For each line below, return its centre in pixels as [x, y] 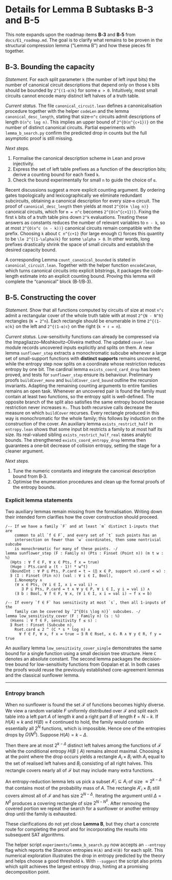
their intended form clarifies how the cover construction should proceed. [82, 517]
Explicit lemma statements [39, 500]
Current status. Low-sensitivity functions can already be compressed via [82, 336]
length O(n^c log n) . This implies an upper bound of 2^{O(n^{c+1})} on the [84, 122]
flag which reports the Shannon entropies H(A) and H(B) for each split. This [84, 850]
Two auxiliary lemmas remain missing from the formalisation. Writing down [84, 511]
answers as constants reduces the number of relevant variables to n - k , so [85, 222]
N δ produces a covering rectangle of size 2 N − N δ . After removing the [78, 802]
